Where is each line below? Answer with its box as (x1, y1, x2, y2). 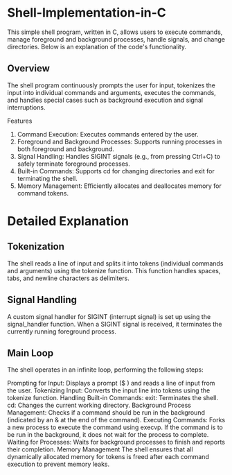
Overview (7, 62, 51, 74)
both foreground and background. (17, 144, 114, 153)
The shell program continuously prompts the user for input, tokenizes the (7, 81, 216, 89)
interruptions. (7, 103, 46, 112)
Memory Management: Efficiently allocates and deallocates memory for (17, 182, 222, 190)
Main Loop (7, 347, 54, 359)
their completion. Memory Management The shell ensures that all (7, 445, 193, 454)
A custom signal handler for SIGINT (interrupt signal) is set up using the (7, 312, 211, 320)
